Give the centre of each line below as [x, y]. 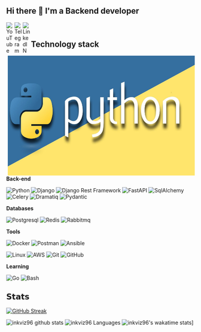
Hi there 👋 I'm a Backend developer [73, 11]
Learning [18, 266]
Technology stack [65, 45]
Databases [20, 208]
